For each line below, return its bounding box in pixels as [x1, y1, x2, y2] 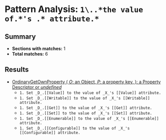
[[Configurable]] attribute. [19, 130, 81, 135]
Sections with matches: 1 [12, 46, 66, 51]
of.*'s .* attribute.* [5, 14, 99, 24]
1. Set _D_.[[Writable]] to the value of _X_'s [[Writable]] [19, 95, 150, 101]
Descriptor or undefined [12, 84, 62, 90]
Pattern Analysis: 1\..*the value [5, 4, 143, 15]
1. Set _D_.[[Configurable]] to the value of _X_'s [19, 125, 130, 131]
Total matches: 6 [12, 51, 48, 57]
